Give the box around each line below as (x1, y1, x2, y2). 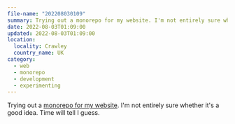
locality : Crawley (13, 43, 68, 50)
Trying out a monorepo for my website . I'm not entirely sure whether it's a (7, 101, 220, 109)
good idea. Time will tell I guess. (7, 109, 100, 117)
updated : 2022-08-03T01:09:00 (7, 29, 96, 37)
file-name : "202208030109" (7, 10, 86, 18)
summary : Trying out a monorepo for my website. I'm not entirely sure (7, 17, 220, 24)
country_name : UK (13, 50, 64, 57)
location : (7, 36, 36, 43)
